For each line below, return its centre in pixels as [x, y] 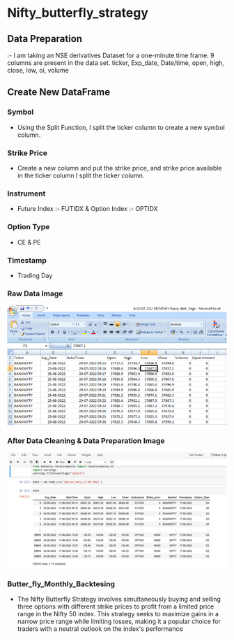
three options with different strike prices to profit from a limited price [116, 606]
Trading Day [35, 275]
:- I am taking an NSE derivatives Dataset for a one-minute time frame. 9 [111, 55]
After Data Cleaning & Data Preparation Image [86, 440]
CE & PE [29, 242]
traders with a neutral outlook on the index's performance [100, 629]
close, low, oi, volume [38, 70]
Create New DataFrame [58, 92]
